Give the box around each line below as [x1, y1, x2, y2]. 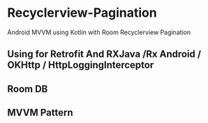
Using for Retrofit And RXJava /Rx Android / [7, 48, 201, 60]
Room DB [7, 82, 48, 95]
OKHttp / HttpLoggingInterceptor [7, 59, 154, 71]
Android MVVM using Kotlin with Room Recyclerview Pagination [7, 28, 191, 36]
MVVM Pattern [7, 107, 73, 119]
